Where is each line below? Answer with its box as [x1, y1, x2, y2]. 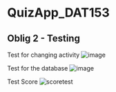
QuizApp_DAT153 [7, 5, 110, 21]
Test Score [7, 77, 38, 86]
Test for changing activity [7, 50, 80, 59]
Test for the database [7, 64, 68, 72]
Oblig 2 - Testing [7, 33, 81, 44]
